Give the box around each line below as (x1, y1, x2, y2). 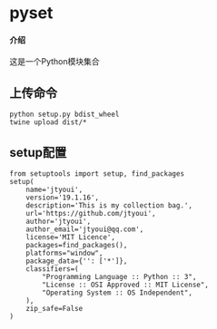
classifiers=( (25, 265, 79, 274)
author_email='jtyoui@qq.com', (25, 225, 144, 234)
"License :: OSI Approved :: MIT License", (42, 280, 209, 290)
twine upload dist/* (9, 118, 88, 127)
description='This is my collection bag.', (25, 201, 193, 210)
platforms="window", (25, 248, 104, 258)
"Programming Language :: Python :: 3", (42, 273, 197, 282)
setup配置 (9, 144, 67, 160)
